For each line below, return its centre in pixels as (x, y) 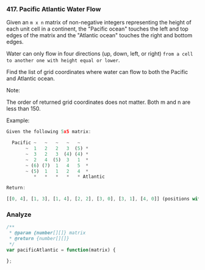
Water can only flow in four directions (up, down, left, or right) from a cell (100, 54)
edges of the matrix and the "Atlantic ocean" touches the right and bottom (99, 35)
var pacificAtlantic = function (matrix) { (61, 250)
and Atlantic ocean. (31, 79)
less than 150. (23, 109)
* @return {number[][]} (39, 239)
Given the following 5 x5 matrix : (49, 132)
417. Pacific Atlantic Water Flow (54, 9)
